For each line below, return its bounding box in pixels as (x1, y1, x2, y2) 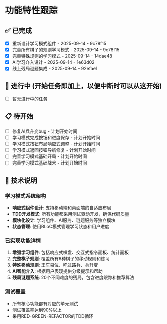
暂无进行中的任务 (12, 96, 48, 102)
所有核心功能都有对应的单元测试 (12, 300, 78, 306)
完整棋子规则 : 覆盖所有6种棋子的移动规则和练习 (12, 256, 110, 262)
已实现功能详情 (5, 237, 41, 244)
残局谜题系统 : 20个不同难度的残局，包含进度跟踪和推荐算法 (12, 274, 135, 281)
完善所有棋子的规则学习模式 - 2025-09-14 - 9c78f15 (12, 47, 120, 53)
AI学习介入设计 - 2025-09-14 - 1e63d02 (12, 59, 95, 65)
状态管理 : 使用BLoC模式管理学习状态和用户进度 (12, 224, 110, 230)
